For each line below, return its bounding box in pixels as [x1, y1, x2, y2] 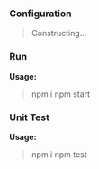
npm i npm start [31, 89, 91, 99]
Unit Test [9, 111, 49, 124]
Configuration [9, 7, 72, 20]
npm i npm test [31, 148, 87, 160]
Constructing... [31, 28, 87, 39]
